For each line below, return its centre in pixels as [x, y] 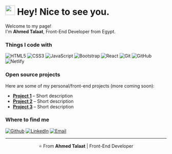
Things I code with [29, 45]
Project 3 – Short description [43, 106]
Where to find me [27, 120]
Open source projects [33, 75]
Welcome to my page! [28, 26]
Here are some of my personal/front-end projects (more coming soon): [80, 86]
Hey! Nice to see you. [63, 12]
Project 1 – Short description [43, 96]
